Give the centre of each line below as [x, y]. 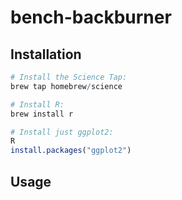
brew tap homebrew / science [66, 86]
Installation [46, 54]
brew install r [42, 114]
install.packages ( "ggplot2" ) [71, 151]
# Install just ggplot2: [62, 132]
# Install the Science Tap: [69, 77]
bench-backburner [91, 17]
